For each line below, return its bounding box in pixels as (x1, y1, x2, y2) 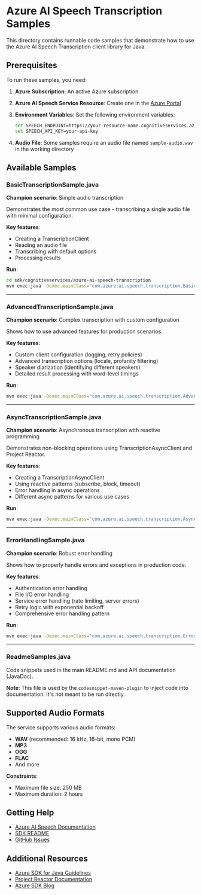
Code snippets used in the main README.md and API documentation (6, 666, 176, 673)
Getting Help (6, 807, 54, 817)
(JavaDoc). (6, 673, 33, 680)
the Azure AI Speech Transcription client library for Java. (6, 43, 147, 50)
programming (6, 433, 40, 440)
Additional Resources (6, 853, 88, 863)
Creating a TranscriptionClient (14, 235, 89, 243)
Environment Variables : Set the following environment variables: (14, 111, 175, 118)
